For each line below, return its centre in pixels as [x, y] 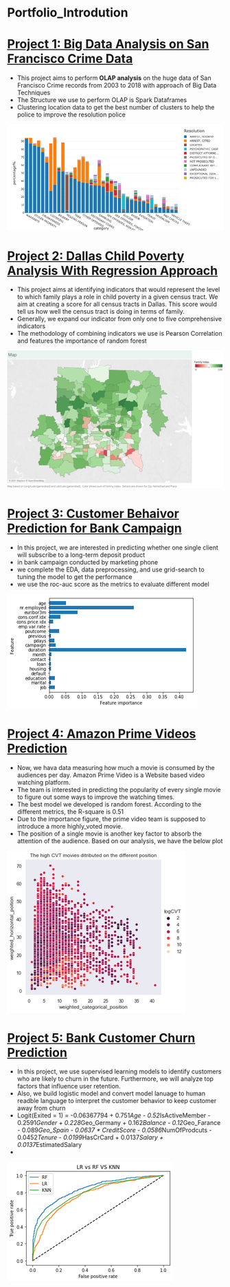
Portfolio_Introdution [68, 13]
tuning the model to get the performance [74, 576]
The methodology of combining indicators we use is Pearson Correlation [119, 334]
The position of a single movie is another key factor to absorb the [110, 833]
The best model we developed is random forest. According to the [109, 804]
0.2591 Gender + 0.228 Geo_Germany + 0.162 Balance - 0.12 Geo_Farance [119, 1123]
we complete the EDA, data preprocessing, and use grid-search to [111, 569]
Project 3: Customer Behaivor [93, 513]
